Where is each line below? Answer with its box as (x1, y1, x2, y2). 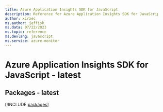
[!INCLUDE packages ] (5, 101, 49, 107)
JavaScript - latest (5, 70, 81, 80)
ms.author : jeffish (5, 20, 45, 26)
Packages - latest (5, 89, 59, 97)
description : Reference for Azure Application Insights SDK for (5, 12, 138, 16)
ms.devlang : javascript (5, 34, 53, 39)
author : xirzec (5, 16, 36, 21)
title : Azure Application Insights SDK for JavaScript (5, 7, 118, 12)
